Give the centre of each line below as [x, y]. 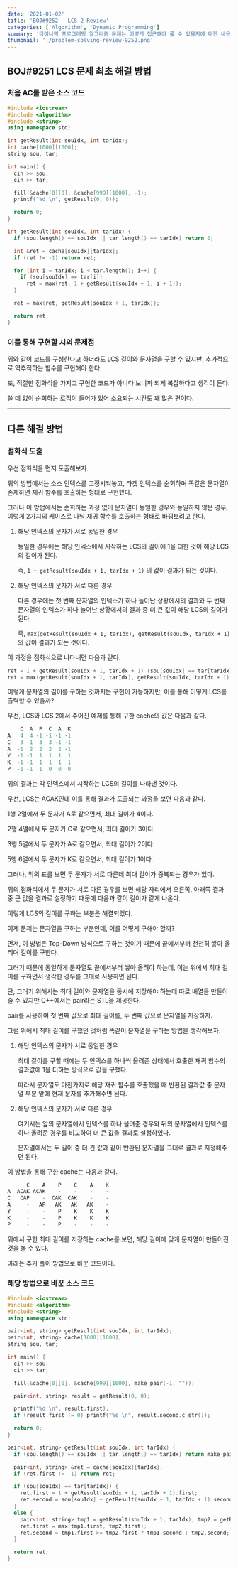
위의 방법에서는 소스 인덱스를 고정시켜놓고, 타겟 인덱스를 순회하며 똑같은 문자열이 [119, 483]
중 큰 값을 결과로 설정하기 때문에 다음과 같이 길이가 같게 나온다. [94, 898]
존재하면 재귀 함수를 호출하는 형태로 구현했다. [70, 492]
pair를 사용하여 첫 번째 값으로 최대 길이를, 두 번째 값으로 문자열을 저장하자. [110, 1015]
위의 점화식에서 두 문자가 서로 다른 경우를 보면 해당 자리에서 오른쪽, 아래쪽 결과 [116, 889]
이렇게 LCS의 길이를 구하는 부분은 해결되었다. [70, 913]
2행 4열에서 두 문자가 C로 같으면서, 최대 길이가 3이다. [81, 829]
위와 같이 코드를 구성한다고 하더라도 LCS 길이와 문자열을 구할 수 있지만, [106, 359]
